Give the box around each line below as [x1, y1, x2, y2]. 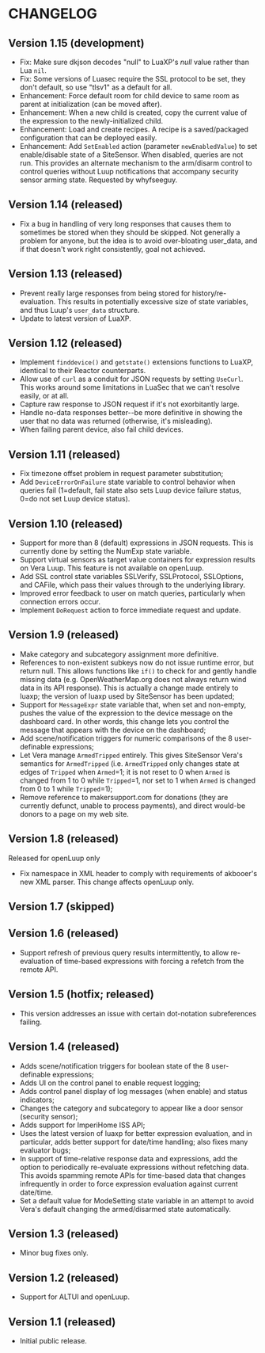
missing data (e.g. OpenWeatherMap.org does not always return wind [19, 674, 247, 684]
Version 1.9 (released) [8, 628, 119, 642]
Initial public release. [19, 1336, 87, 1345]
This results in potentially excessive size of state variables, [57, 296, 249, 306]
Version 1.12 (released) [8, 337, 123, 350]
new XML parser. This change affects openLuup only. [19, 877, 195, 886]
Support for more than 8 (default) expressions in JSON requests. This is [19, 538, 254, 547]
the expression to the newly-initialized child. [19, 116, 164, 125]
